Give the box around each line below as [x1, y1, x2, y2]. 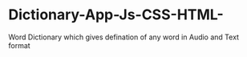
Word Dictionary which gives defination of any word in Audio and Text [8, 32, 239, 42]
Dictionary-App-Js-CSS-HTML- [8, 6, 225, 24]
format [8, 40, 30, 50]
